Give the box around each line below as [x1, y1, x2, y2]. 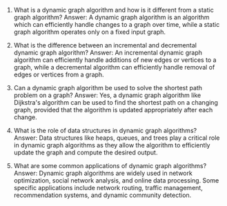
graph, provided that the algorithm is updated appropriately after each [13, 106, 213, 114]
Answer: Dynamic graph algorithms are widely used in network [13, 169, 193, 177]
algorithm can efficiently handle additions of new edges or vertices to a [13, 56, 217, 64]
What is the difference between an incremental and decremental [13, 41, 197, 49]
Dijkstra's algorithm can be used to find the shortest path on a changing [13, 99, 219, 106]
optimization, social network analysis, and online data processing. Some [13, 176, 219, 185]
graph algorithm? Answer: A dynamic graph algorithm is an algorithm [13, 13, 210, 21]
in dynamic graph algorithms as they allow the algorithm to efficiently [13, 141, 210, 149]
